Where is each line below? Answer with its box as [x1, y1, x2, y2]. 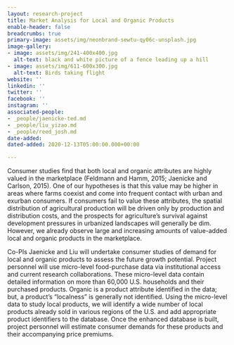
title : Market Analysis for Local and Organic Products [7, 17, 174, 24]
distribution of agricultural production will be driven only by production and [7, 204, 225, 213]
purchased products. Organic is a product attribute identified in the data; [7, 285, 217, 294]
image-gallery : [7, 43, 52, 50]
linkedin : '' [7, 82, 46, 89]
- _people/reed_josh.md [7, 128, 77, 135]
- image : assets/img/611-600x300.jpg [7, 63, 118, 70]
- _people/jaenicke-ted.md [7, 115, 86, 122]
